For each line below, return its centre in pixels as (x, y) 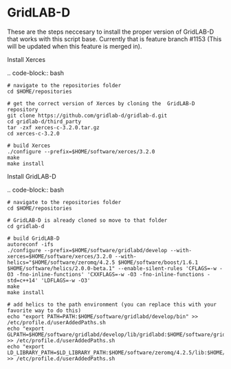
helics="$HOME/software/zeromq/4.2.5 (61, 262)
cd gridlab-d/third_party (44, 122)
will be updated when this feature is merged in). (75, 46)
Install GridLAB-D (32, 176)
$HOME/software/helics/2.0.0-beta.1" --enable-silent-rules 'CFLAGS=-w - (115, 268)
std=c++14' (23, 280)
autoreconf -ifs (30, 244)
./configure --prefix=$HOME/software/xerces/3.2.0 (81, 152)
